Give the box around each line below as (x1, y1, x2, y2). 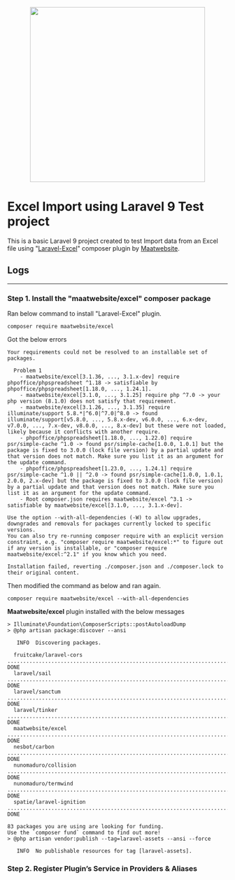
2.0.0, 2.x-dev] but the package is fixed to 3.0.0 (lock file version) (7, 477, 224, 484)
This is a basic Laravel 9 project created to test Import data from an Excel (7, 237, 218, 245)
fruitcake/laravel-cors (13, 652, 83, 659)
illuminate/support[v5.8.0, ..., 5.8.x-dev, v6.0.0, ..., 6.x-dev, (7, 417, 208, 424)
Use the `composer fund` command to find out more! (7, 830, 161, 837)
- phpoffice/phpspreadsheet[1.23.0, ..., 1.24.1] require (20, 466, 192, 473)
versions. (7, 526, 36, 533)
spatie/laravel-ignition (13, 799, 86, 806)
